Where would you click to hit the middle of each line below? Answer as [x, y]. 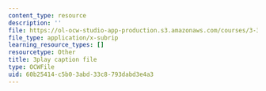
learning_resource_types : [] [56, 45]
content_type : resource [47, 15]
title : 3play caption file [53, 60]
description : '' [35, 23]
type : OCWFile [32, 67]
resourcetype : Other [42, 52]
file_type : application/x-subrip [63, 38]
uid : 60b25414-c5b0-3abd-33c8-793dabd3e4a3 [81, 74]
